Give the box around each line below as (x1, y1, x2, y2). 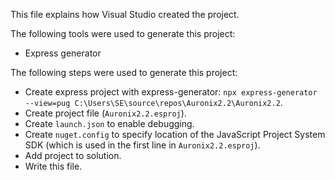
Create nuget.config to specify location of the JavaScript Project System (24, 129, 326, 140)
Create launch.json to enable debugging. (24, 118, 195, 129)
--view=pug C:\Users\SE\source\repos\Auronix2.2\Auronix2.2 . (24, 97, 283, 108)
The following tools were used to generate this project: (10, 28, 236, 39)
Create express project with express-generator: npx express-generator (24, 86, 318, 98)
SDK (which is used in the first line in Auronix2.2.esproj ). (24, 139, 261, 151)
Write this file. (24, 160, 83, 172)
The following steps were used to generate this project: (10, 67, 238, 78)
